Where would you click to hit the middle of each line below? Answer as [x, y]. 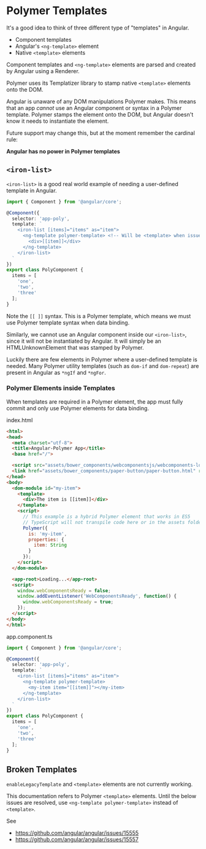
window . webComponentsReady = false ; [64, 590]
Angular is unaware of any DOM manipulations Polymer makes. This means [101, 101]
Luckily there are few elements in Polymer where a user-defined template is [102, 359]
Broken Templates [42, 769]
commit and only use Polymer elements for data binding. [78, 408]
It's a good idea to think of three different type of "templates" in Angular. [98, 28]
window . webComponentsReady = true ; [68, 602]
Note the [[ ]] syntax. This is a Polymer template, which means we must [99, 316]
